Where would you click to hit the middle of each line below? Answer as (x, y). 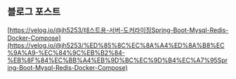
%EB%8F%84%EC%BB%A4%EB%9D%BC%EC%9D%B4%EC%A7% (109, 60)
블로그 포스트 (34, 12)
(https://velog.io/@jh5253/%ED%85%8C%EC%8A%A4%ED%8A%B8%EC (116, 45)
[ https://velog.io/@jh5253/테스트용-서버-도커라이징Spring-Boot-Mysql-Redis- (118, 30)
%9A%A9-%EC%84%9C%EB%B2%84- (66, 52)
